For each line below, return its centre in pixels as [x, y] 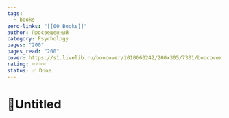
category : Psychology [38, 39]
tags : [15, 13]
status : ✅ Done [29, 70]
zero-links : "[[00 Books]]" [47, 26]
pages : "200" [26, 45]
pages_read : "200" [33, 52]
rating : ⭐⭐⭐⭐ [27, 64]
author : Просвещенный [38, 32]
